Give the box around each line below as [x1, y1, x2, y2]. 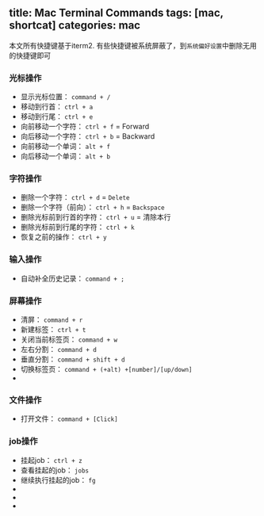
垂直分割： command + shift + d [20, 354, 125, 364]
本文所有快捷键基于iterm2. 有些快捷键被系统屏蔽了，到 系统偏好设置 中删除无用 [9, 40, 257, 50]
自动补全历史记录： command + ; [20, 273, 125, 283]
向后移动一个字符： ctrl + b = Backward [20, 132, 155, 141]
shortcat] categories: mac [9, 19, 141, 32]
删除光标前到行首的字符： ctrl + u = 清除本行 [20, 212, 171, 222]
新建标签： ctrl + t [20, 325, 86, 334]
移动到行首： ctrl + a [20, 102, 94, 112]
